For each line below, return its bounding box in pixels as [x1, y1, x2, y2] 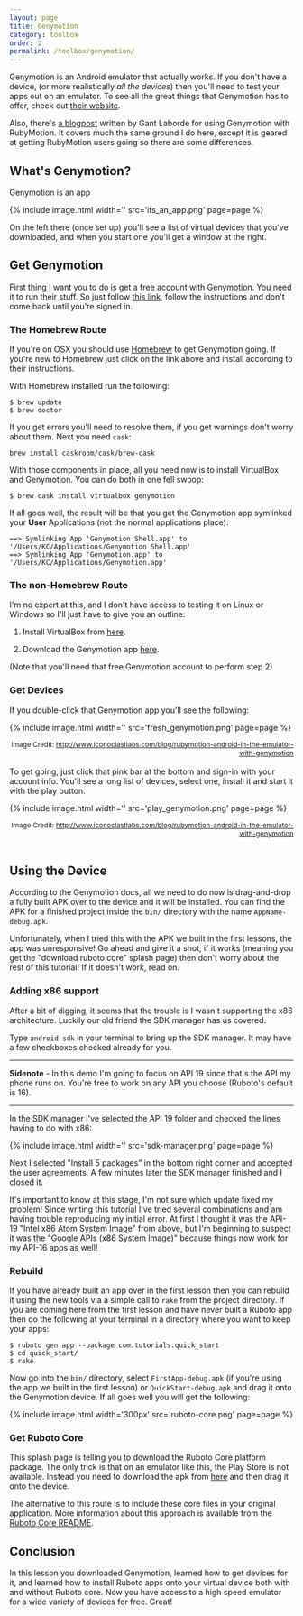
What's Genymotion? [9, 163, 132, 179]
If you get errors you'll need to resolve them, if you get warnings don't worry [9, 421, 294, 433]
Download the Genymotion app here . [22, 644, 160, 655]
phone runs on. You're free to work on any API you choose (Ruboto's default [9, 1077, 293, 1088]
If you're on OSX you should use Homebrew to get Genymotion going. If [9, 344, 277, 355]
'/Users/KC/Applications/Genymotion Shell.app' [9, 542, 192, 551]
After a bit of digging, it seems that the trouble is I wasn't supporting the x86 [9, 1005, 293, 1016]
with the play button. [9, 785, 86, 796]
